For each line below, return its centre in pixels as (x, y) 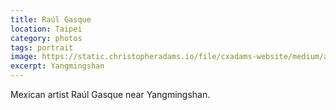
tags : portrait (42, 47)
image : (24, 57)
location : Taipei (46, 29)
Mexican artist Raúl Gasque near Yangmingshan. (110, 94)
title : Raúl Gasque (51, 19)
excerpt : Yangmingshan (57, 66)
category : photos (46, 38)
